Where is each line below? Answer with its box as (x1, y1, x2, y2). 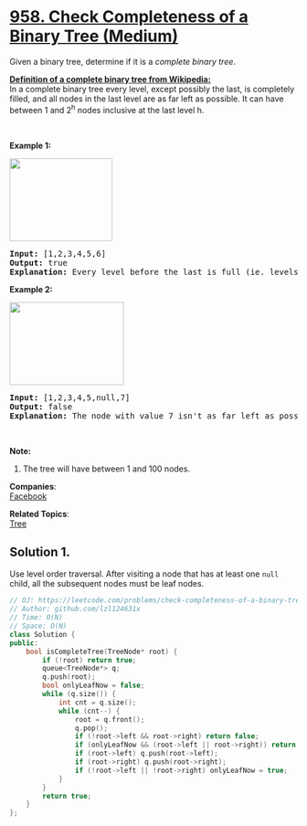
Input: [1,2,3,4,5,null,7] (9, 392, 131, 403)
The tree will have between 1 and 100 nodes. (22, 463, 190, 474)
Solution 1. (9, 544, 70, 559)
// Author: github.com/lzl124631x (9, 605, 142, 614)
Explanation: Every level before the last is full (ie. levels (9, 267, 299, 277)
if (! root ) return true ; (42, 655, 137, 664)
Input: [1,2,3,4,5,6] (9, 249, 107, 259)
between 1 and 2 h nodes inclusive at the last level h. (9, 102, 205, 115)
